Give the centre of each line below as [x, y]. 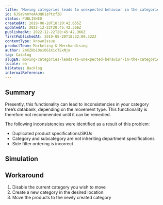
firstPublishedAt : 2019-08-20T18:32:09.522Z [51, 37]
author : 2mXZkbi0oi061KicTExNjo [38, 50]
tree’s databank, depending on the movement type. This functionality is [76, 109]
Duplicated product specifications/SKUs [52, 133]
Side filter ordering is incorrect [43, 143]
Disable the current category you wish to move [59, 187]
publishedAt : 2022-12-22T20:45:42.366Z [45, 32]
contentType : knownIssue [30, 41]
